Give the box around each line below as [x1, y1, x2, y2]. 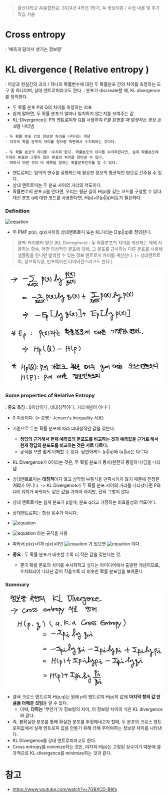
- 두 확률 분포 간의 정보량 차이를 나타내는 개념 [5, 134, 91, 139]
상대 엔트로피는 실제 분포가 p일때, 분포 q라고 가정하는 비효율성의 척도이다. [12, 499, 156, 505]
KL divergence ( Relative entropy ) [5, 64, 149, 76]
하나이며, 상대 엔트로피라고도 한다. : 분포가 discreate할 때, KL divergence [15, 87, 160, 93]
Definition [5, 207, 30, 214]
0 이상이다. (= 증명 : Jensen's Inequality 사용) [12, 415, 104, 421]
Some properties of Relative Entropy [5, 392, 95, 399]
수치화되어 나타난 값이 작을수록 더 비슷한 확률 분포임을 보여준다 [19, 568, 143, 574]
